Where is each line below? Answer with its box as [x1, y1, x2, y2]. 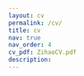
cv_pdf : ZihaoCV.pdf [8, 48, 78, 56]
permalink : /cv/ [8, 19, 62, 27]
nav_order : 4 [8, 41, 52, 49]
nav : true [8, 33, 42, 42]
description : [8, 56, 52, 64]
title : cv [8, 26, 42, 34]
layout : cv [8, 11, 45, 20]
